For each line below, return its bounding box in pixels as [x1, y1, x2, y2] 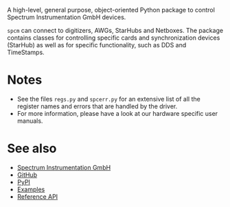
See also [7, 141, 57, 156]
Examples [16, 185, 45, 193]
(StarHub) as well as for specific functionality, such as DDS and [7, 41, 187, 49]
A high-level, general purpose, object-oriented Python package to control [7, 6, 215, 14]
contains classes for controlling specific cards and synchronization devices [7, 34, 220, 42]
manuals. [16, 117, 43, 125]
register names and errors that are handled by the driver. [16, 102, 178, 110]
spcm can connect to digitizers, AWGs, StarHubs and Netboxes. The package [7, 27, 224, 34]
